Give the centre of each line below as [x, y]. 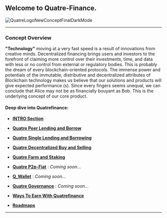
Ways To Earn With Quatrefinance [48, 196]
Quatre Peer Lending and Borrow [47, 128]
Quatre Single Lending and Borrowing [52, 138]
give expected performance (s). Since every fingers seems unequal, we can [83, 86]
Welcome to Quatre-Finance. [51, 8]
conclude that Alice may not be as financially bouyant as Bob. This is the [80, 91]
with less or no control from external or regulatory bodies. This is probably [81, 65]
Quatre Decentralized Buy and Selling [52, 148]
